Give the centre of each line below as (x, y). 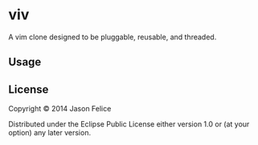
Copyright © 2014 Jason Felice (60, 109)
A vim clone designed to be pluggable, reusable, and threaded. (113, 37)
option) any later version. (49, 133)
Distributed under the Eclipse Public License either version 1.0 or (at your (129, 124)
